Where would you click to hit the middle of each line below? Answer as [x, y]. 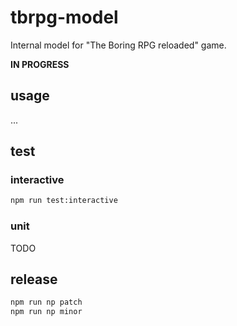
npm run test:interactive [64, 201]
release [34, 279]
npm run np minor [46, 312]
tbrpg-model [64, 17]
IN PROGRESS [40, 64]
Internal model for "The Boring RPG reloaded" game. [118, 45]
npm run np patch [46, 302]
